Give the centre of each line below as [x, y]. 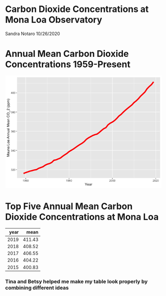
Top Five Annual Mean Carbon [69, 206]
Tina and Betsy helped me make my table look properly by [77, 282]
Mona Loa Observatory [54, 20]
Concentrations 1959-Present [68, 65]
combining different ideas [37, 288]
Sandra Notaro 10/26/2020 [33, 33]
